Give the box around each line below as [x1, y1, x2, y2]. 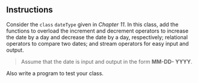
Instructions [6, 5, 53, 15]
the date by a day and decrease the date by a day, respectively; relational [6, 33, 188, 41]
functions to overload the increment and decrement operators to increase [6, 27, 188, 34]
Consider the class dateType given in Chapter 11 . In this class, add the [6, 20, 179, 28]
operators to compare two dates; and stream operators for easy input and [6, 40, 189, 47]
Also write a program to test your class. [6, 69, 104, 77]
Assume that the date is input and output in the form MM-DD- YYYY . [20, 58, 193, 65]
